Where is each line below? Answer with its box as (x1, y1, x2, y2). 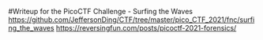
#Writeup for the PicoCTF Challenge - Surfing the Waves (8, 7, 193, 16)
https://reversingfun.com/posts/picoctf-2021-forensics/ (55, 24, 237, 32)
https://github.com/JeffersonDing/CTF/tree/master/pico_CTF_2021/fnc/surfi (8, 15, 255, 24)
